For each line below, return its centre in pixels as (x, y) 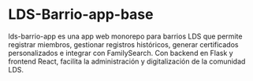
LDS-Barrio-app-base (81, 15)
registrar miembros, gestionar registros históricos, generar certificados (123, 44)
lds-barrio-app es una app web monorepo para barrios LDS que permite (125, 36)
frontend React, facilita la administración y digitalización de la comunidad (127, 61)
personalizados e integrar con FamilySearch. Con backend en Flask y (121, 53)
